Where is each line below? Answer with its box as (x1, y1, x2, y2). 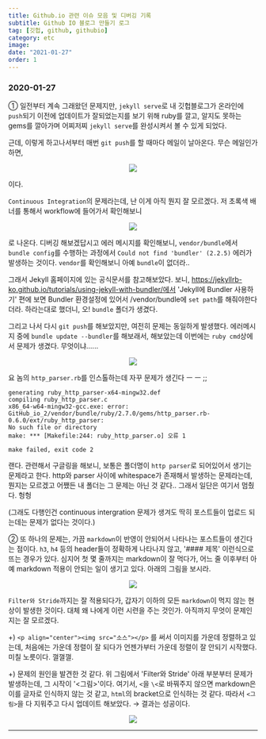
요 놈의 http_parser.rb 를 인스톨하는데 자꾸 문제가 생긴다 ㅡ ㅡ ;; (8, 373, 207, 383)
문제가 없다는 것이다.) (28, 518, 96, 527)
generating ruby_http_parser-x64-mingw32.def (8, 389, 161, 397)
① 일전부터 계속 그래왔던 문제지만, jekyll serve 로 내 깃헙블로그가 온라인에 (8, 101, 244, 111)
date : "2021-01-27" (8, 48, 73, 56)
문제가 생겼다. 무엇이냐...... (16, 341, 99, 351)
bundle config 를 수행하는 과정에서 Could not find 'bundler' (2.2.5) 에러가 (8, 248, 253, 258)
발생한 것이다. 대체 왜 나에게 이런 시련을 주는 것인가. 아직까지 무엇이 (22, 606, 232, 615)
